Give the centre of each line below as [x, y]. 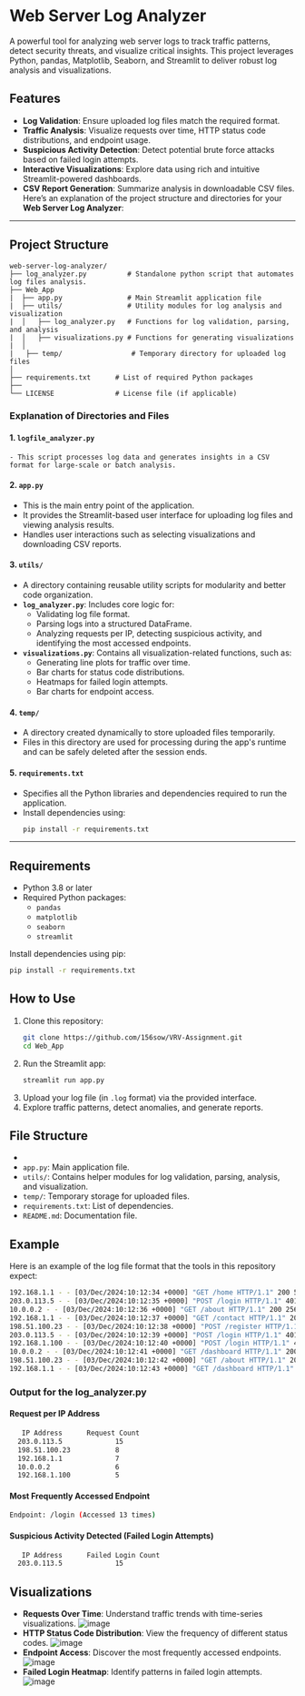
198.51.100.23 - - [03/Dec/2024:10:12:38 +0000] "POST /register [135, 1326]
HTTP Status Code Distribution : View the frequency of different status [155, 1633]
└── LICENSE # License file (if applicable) [123, 393]
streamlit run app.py [63, 1080]
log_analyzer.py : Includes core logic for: [98, 604]
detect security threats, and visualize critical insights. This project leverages [152, 50]
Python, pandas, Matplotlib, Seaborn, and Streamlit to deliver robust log [143, 60]
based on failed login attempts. [80, 159]
